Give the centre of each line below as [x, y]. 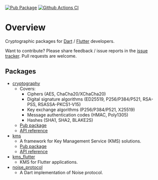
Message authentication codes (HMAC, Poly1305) [78, 115]
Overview [25, 28]
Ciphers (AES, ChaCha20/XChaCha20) [66, 94]
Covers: [28, 88]
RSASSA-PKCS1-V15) [59, 104]
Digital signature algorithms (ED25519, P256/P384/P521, [84, 99]
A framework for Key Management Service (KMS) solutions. [80, 141]
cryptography [26, 83]
